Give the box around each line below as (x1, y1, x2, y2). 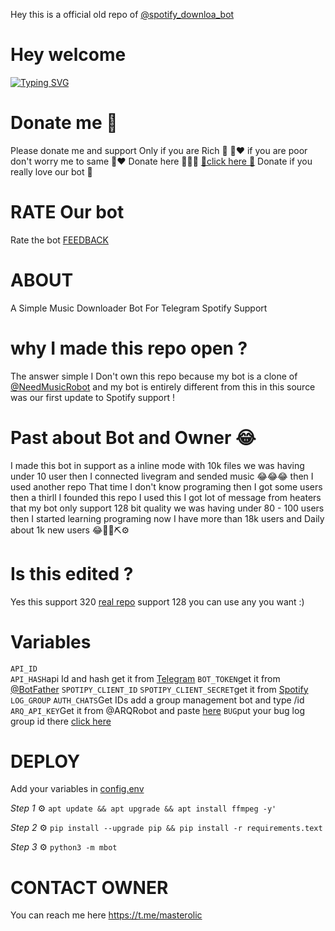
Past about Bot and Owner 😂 (10, 426, 257, 449)
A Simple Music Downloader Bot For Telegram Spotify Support (10, 302, 268, 314)
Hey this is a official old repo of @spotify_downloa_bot (10, 9, 235, 20)
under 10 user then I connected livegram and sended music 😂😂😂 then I (10, 470, 314, 482)
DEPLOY (10, 750, 81, 773)
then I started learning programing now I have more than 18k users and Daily (10, 512, 325, 524)
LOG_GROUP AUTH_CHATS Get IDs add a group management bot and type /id (10, 694, 305, 706)
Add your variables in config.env (10, 783, 145, 795)
